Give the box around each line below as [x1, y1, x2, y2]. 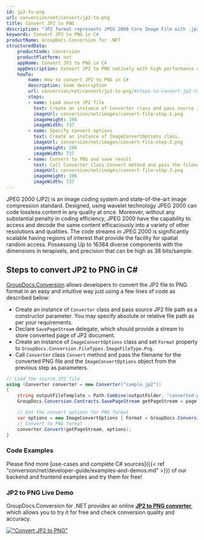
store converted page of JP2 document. [15, 331, 115, 338]
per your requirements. [15, 318, 73, 326]
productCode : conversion [17, 49, 80, 55]
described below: [6, 293, 50, 301]
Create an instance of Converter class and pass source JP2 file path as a [15, 306, 197, 313]
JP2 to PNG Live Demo [6, 488, 74, 497]
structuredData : [6, 43, 47, 49]
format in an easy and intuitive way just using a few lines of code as [6, 287, 176, 295]
